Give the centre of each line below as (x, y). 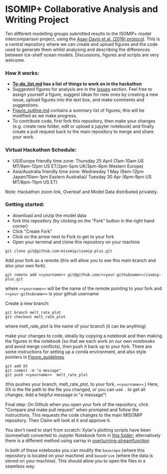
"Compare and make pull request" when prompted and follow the (72, 410)
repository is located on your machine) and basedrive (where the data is (79, 456)
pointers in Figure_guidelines (35, 357)
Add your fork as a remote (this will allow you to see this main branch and (81, 260)
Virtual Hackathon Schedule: (41, 150)
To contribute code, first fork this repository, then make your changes (84, 121)
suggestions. (26, 105)
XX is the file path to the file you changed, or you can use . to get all (75, 389)
